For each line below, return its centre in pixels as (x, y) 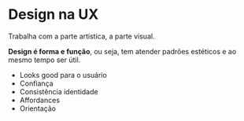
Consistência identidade (59, 91)
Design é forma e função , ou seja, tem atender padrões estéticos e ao (122, 51)
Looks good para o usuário (63, 75)
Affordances (40, 100)
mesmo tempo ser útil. (44, 60)
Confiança (36, 83)
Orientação (38, 108)
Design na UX (54, 15)
